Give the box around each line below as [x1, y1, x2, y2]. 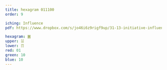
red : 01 [5, 48, 21, 53]
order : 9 [5, 12, 23, 17]
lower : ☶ [5, 43, 24, 48]
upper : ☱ [5, 39, 24, 44]
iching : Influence [5, 21, 43, 26]
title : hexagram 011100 [5, 7, 55, 12]
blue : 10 [5, 57, 23, 62]
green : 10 [5, 52, 26, 57]
